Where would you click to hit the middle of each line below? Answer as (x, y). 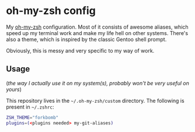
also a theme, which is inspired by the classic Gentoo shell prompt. (86, 39)
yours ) (14, 89)
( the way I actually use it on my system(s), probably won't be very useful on (98, 83)
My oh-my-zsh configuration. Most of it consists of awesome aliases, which (97, 27)
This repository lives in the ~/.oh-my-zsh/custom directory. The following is (95, 100)
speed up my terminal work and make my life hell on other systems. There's (97, 33)
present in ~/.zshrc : (30, 107)
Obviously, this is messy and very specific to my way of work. (80, 50)
